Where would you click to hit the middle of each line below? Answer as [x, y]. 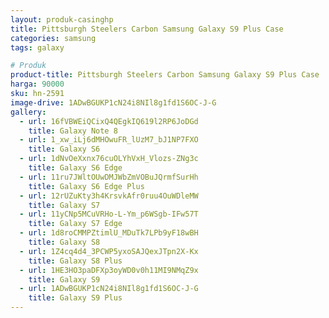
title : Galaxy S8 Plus [75, 261]
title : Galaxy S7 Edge [75, 224]
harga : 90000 [37, 84]
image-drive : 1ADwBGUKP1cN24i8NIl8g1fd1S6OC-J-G [113, 102]
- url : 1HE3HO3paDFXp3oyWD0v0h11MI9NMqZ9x [109, 270]
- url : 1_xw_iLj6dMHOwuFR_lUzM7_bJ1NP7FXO [109, 140]
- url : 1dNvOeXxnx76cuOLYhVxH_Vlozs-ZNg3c [109, 159]
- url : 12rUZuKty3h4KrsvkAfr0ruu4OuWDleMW [109, 196]
